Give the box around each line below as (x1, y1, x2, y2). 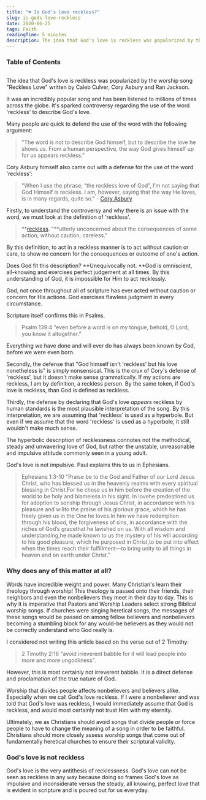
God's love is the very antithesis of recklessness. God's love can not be (6, 767, 187, 774)
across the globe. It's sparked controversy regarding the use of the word (6, 102, 190, 109)
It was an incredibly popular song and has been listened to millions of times (6, 96, 197, 103)
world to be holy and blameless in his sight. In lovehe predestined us (21, 493, 195, 500)
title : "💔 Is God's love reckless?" (6, 9, 100, 15)
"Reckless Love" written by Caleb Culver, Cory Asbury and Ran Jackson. (6, 83, 190, 91)
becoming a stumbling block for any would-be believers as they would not (6, 620, 194, 627)
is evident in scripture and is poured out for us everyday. (6, 786, 149, 794)
